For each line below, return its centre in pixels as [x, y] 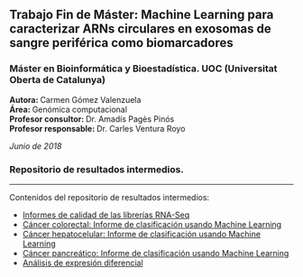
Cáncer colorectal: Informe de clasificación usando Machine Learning [152, 224]
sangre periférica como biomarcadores [122, 43]
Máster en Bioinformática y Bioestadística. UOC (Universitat [143, 69]
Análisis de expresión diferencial [83, 263]
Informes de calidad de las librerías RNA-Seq [106, 215]
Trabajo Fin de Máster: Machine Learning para [142, 15]
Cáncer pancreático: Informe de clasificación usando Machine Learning [156, 253]
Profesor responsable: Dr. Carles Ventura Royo [97, 128]
